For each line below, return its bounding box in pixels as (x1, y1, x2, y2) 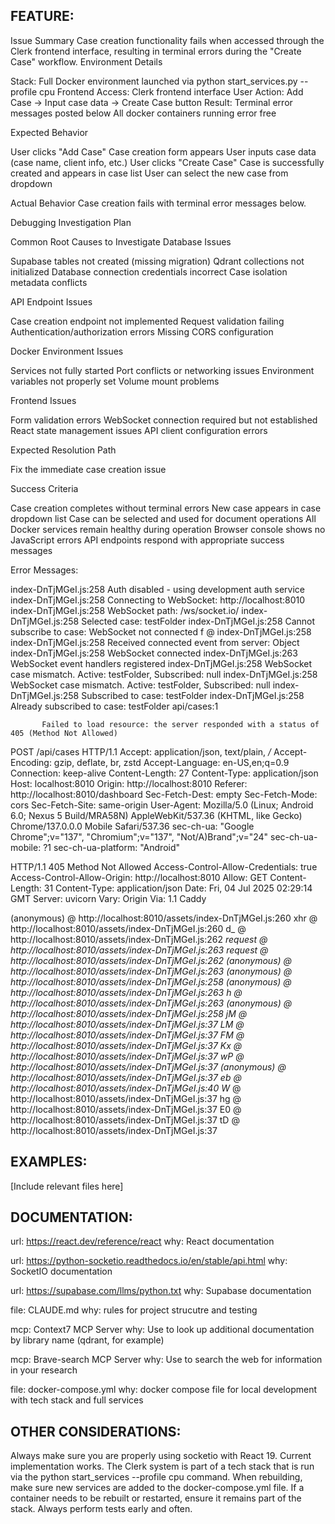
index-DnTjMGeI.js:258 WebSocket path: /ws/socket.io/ (10, 604, 240, 616)
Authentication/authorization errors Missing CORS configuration (10, 325, 274, 338)
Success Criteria (10, 482, 79, 494)
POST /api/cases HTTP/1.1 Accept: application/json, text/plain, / (10, 745, 272, 758)
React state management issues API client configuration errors (10, 424, 268, 436)
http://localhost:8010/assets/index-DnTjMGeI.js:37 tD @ (10, 1114, 240, 1126)
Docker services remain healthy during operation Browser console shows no (10, 523, 326, 535)
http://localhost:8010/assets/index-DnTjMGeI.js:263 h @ (10, 986, 243, 998)
